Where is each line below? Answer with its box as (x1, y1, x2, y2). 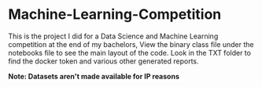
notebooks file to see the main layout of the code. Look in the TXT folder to (8, 48, 252, 57)
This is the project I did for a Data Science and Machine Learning (8, 31, 219, 41)
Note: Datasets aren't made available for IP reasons (8, 71, 179, 81)
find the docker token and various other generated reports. (8, 56, 199, 66)
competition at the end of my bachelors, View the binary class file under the (8, 39, 254, 49)
